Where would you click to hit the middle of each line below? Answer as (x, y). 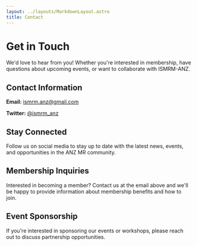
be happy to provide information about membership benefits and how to (94, 191)
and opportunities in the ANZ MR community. (61, 153)
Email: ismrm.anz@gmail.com (43, 102)
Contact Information (44, 87)
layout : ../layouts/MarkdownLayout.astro (58, 12)
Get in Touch (38, 46)
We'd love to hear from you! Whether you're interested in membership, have (98, 63)
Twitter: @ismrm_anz (33, 114)
